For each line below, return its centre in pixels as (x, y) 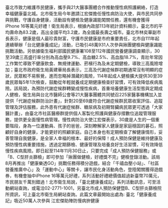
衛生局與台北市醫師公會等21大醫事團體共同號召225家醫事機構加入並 (92, 95)
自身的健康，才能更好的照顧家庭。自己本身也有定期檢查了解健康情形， (86, 132)
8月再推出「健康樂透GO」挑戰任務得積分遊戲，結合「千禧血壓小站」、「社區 (82, 163)
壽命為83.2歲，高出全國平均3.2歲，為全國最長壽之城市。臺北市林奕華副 (83, 32)
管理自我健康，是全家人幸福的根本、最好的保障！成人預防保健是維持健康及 (86, 138)
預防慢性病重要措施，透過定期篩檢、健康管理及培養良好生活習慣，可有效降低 (84, 144)
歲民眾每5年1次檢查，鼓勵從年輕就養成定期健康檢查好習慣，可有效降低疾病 (82, 82)
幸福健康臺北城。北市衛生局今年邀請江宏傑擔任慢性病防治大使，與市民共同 (82, 13)
